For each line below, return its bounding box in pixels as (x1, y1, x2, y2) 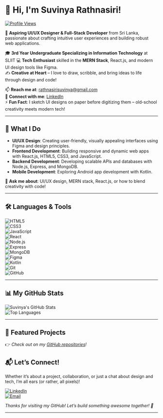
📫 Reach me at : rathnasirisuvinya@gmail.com (5, 86, 98, 92)
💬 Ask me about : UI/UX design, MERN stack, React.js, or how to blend (5, 178, 146, 184)
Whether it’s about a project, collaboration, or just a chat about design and (5, 374, 153, 379)
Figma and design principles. (12, 143, 70, 149)
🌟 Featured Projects (5, 328, 66, 337)
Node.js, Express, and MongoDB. (12, 163, 79, 170)
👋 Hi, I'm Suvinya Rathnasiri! (5, 4, 121, 16)
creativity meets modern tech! (5, 106, 65, 112)
